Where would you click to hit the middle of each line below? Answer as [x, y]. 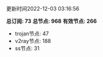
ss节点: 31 [27, 48]
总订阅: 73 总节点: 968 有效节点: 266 [51, 21]
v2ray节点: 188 [33, 41]
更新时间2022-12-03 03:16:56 [43, 9]
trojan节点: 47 [32, 33]
